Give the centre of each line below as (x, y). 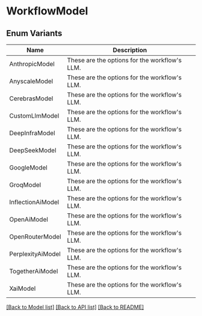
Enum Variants (34, 33)
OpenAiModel (29, 219)
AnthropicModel (32, 64)
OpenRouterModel (35, 237)
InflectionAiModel (34, 202)
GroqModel (25, 185)
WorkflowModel (47, 11)
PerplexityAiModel (35, 254)
